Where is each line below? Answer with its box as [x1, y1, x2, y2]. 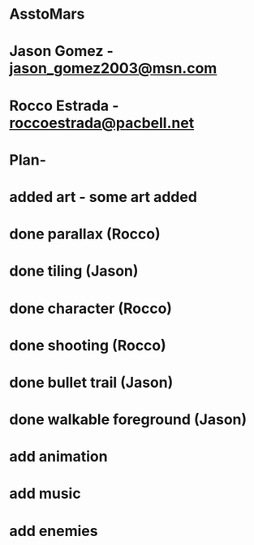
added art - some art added [9, 187, 198, 206]
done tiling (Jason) [9, 262, 139, 281]
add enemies [9, 521, 98, 540]
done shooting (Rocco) [9, 336, 167, 354]
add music [9, 484, 81, 503]
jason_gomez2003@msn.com [9, 59, 217, 78]
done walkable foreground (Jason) [9, 410, 248, 429]
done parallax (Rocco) [9, 225, 161, 243]
